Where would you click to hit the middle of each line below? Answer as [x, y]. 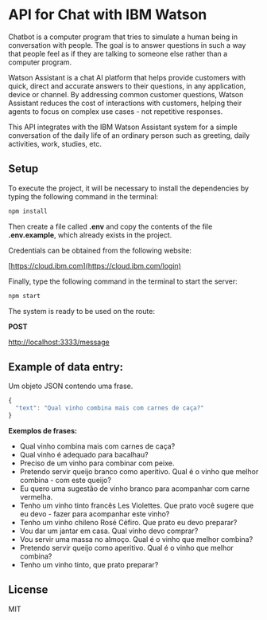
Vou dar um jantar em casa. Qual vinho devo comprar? [109, 531]
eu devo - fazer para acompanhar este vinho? [95, 514]
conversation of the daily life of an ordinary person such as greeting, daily [129, 135]
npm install [28, 211]
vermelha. [36, 496]
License [28, 590]
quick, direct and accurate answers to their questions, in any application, [127, 86]
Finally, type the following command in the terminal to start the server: [123, 281]
